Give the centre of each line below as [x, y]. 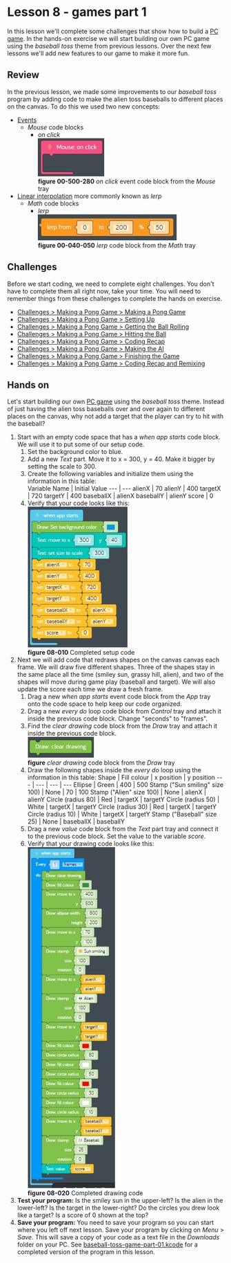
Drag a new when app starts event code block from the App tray [119, 697]
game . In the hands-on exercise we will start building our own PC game [109, 38]
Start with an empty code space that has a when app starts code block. [119, 437]
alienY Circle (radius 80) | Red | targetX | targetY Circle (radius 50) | [123, 799]
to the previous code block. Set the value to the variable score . [117, 836]
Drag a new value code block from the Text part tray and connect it [123, 829]
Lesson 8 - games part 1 [77, 12]
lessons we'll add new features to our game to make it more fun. [98, 53]
